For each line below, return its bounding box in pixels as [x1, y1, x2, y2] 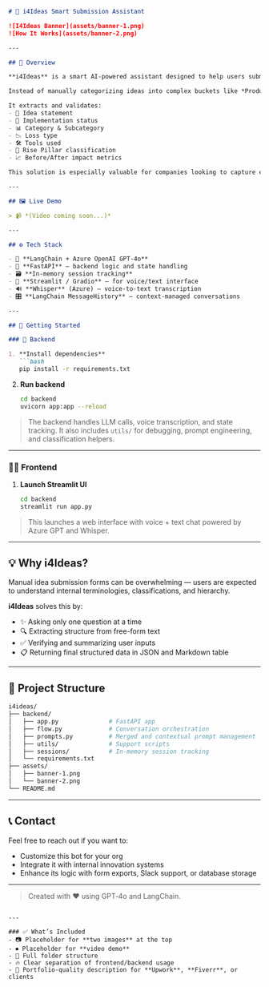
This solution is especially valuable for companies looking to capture [8, 168, 256, 176]
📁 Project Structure [8, 681, 106, 695]
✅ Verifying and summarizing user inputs [19, 638, 156, 648]
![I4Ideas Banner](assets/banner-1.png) [8, 22, 146, 30]
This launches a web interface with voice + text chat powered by [27, 517, 242, 526]
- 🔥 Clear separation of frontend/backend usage [8, 958, 175, 967]
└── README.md [8, 784, 56, 792]
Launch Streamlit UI [19, 479, 87, 489]
